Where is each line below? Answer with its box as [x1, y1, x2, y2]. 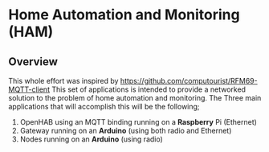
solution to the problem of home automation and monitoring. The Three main [8, 93, 262, 102]
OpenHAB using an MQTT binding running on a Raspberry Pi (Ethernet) [19, 117, 257, 126]
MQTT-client [8, 84, 51, 94]
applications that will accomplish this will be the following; [8, 102, 200, 111]
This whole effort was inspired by [8, 76, 119, 85]
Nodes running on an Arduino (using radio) [19, 134, 163, 144]
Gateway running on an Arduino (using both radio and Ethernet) [19, 126, 232, 135]
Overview [8, 55, 59, 68]
